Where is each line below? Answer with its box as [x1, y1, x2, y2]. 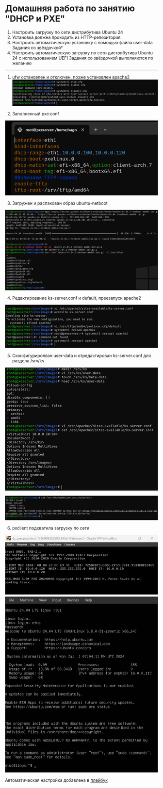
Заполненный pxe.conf [12, 111, 60, 116]
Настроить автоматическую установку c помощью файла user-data [12, 39, 153, 45]
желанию [12, 60, 32, 66]
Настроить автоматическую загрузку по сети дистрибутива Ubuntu [12, 49, 153, 56]
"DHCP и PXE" [5, 13, 65, 24]
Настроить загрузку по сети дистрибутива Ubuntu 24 [12, 29, 123, 35]
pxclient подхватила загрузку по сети [12, 525, 90, 531]
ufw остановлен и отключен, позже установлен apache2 [12, 74, 130, 80]
